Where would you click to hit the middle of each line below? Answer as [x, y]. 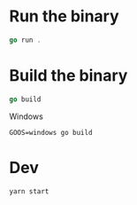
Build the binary [68, 75]
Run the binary [64, 16]
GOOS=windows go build [51, 132]
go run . [25, 40]
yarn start [29, 191]
